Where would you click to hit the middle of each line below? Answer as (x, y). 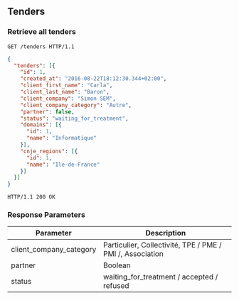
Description (166, 233)
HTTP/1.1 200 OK (31, 197)
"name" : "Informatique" (62, 138)
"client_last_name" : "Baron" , (65, 92)
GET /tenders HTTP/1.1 (41, 46)
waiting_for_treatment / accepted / (160, 277)
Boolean (117, 265)
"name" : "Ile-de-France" (63, 165)
